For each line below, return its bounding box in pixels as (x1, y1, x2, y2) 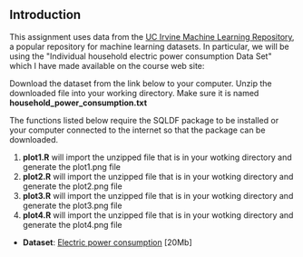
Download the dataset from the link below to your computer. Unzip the (9, 77, 272, 89)
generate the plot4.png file (22, 219, 122, 230)
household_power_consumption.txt (9, 97, 148, 108)
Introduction (9, 7, 82, 23)
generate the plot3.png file (22, 200, 122, 211)
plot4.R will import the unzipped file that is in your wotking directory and (22, 209, 294, 221)
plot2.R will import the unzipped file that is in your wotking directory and (22, 171, 294, 182)
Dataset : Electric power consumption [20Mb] (22, 236, 192, 248)
